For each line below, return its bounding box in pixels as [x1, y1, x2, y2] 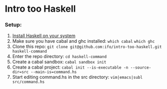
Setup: [5, 21, 22, 28]
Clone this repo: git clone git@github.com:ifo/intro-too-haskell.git [12, 44, 162, 50]
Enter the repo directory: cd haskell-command [12, 53, 107, 60]
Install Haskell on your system [12, 33, 75, 39]
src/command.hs [12, 79, 45, 84]
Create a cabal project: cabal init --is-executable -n [12, 64, 129, 70]
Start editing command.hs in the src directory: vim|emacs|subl [12, 74, 143, 80]
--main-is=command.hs [31, 70, 77, 75]
